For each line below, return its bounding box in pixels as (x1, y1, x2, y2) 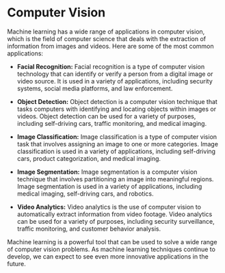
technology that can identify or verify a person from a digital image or (16, 70, 213, 78)
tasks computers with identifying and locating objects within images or (16, 105, 217, 113)
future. (7, 259, 26, 268)
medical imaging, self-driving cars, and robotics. (16, 190, 154, 198)
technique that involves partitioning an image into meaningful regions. (16, 174, 214, 183)
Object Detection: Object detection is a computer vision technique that (16, 97, 217, 105)
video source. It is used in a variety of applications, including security (16, 77, 213, 85)
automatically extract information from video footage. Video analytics (16, 210, 213, 218)
